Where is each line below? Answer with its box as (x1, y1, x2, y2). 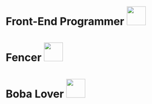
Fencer (5, 51, 42, 64)
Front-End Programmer (5, 15, 125, 28)
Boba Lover (5, 87, 64, 100)
